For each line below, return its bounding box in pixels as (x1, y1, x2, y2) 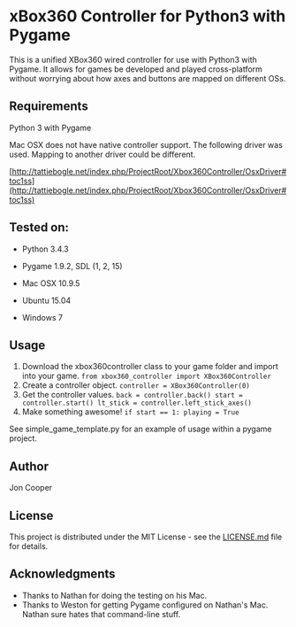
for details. (9, 541, 49, 551)
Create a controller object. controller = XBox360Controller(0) (21, 380, 250, 391)
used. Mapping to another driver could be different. (9, 149, 196, 159)
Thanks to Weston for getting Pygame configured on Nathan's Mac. (21, 600, 269, 610)
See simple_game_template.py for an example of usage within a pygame (9, 423, 272, 435)
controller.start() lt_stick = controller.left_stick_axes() (21, 399, 253, 408)
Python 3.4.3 (21, 244, 69, 254)
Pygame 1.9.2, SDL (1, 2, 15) (21, 260, 123, 271)
